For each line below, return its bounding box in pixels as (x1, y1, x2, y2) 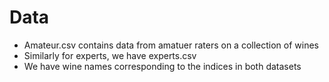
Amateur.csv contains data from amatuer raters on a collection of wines (23, 39, 319, 51)
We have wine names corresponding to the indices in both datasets (23, 60, 302, 72)
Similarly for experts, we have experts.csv (23, 49, 197, 61)
